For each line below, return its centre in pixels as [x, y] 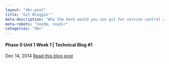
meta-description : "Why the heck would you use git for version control [83, 19]
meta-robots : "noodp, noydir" [37, 24]
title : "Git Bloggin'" [29, 15]
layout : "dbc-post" [26, 10]
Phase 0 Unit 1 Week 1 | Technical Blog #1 [49, 45]
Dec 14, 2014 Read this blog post [39, 56]
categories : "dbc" [24, 29]
